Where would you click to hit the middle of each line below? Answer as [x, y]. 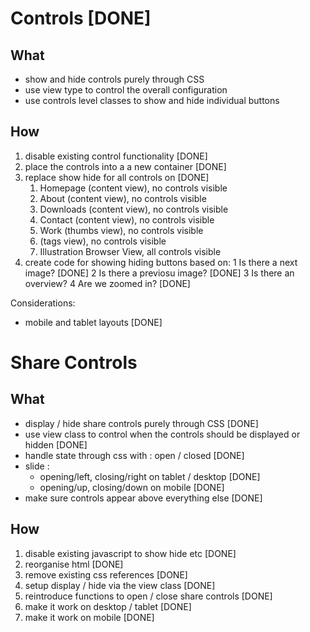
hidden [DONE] [56, 444]
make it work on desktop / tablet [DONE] [108, 606]
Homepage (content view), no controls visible [133, 188]
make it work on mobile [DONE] [89, 617]
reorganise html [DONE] [74, 564]
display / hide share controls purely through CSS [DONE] [141, 423]
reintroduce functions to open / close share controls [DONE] [148, 596]
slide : [37, 466]
